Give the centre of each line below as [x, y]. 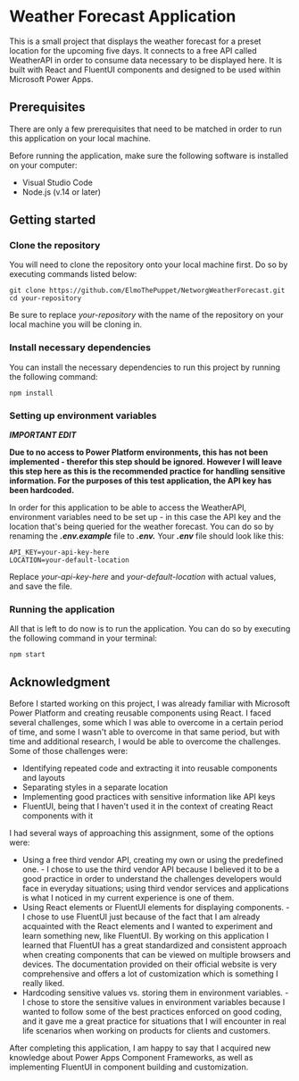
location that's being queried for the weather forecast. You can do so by [141, 527]
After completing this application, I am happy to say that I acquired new [140, 1048]
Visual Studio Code [58, 182]
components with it [58, 816]
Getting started [53, 220]
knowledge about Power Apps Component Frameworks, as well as [131, 1058]
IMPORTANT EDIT [43, 435]
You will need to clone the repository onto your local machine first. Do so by [149, 264]
